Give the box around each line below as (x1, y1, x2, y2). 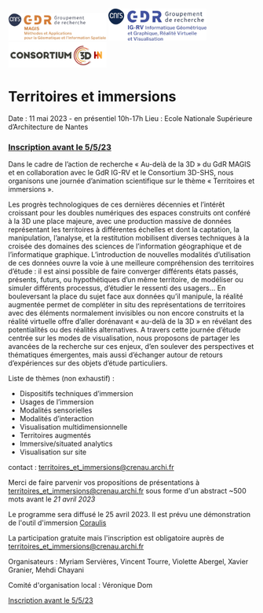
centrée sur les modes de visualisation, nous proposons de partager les (8, 333, 240, 343)
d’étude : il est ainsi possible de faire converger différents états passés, (8, 266, 239, 276)
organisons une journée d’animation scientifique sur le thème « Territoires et (8, 176, 255, 185)
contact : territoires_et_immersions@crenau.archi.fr (8, 463, 174, 472)
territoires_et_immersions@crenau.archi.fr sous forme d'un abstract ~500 (8, 486, 247, 496)
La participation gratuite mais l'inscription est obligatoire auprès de (8, 534, 225, 543)
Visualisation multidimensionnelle (19, 422, 128, 432)
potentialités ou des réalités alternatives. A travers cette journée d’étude (8, 325, 241, 335)
